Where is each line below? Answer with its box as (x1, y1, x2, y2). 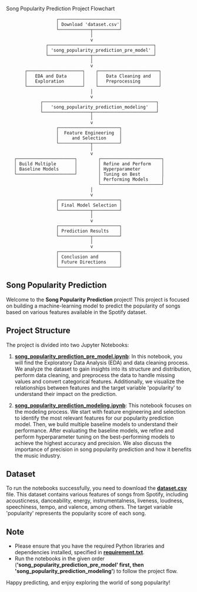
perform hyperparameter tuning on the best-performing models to (14, 433, 175, 440)
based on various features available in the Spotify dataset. (6, 308, 147, 315)
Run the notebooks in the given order (14, 555, 105, 562)
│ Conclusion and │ (56, 254, 122, 260)
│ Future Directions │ (56, 259, 122, 265)
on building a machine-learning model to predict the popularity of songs (6, 302, 181, 309)
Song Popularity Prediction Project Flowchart (6, 5, 115, 12)
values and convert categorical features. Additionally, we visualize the (14, 378, 184, 385)
